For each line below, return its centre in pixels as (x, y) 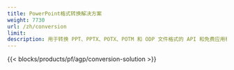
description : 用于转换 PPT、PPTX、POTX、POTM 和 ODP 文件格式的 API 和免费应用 (116, 40)
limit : (17, 33)
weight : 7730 (26, 20)
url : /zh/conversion (37, 26)
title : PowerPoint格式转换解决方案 (55, 14)
